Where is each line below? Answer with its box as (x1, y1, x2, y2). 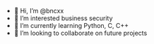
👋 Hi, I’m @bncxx (13, 7, 64, 15)
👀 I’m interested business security (13, 14, 113, 22)
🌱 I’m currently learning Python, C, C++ (13, 22, 129, 29)
